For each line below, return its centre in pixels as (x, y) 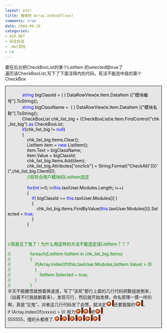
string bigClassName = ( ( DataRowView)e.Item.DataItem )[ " (83, 107)
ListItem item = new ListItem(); (57, 145)
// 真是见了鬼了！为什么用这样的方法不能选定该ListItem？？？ (69, 244)
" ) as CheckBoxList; (44, 124)
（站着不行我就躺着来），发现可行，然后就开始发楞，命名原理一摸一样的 (80, 297)
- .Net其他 (15, 47)
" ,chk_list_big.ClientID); (32, 171)
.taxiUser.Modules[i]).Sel (133, 209)
